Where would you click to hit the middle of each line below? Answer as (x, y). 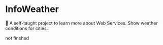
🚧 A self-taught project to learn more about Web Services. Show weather (82, 23)
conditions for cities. (27, 28)
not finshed (17, 38)
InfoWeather (32, 9)
